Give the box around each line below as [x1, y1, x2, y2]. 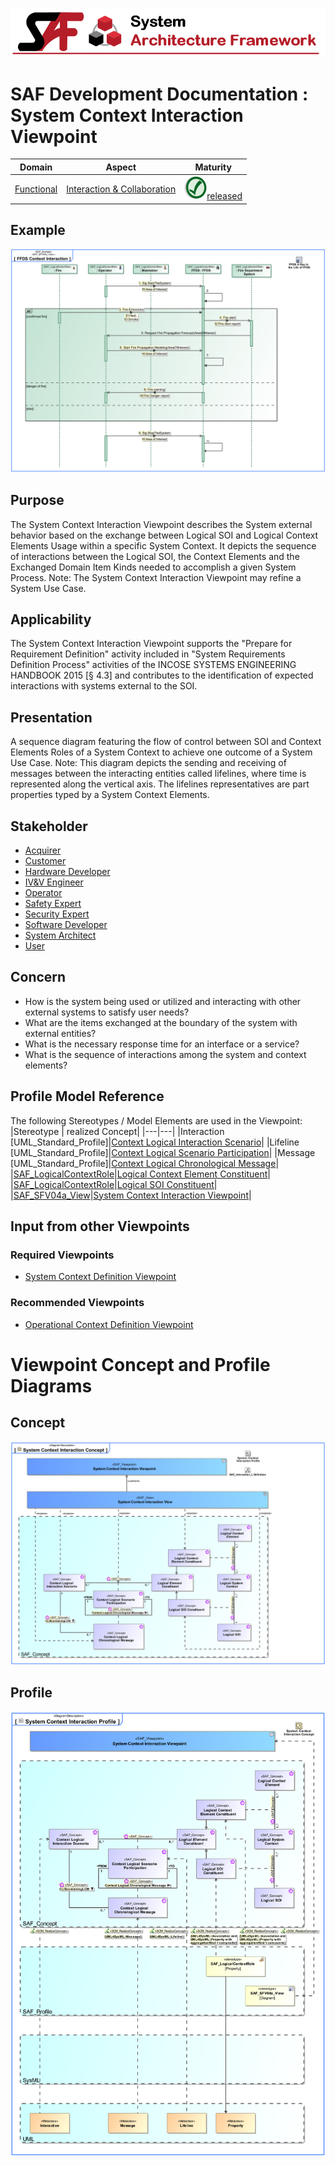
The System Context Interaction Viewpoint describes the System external [10, 518, 313, 530]
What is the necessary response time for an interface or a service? [24, 1038, 300, 1050]
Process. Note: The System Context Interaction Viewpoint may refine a [10, 571, 302, 583]
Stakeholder [10, 818, 88, 835]
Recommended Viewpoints [10, 1296, 145, 1310]
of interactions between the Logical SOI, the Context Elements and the [10, 550, 300, 562]
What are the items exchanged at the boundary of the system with [24, 1016, 298, 1028]
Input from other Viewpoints [10, 1218, 190, 1235]
